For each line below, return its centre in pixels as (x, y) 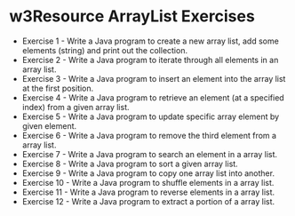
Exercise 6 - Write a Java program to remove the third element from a (149, 135)
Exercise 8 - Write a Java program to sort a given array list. (130, 164)
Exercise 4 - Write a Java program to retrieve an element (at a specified (153, 97)
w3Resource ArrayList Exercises (132, 16)
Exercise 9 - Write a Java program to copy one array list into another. (148, 173)
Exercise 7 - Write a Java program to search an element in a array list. (150, 154)
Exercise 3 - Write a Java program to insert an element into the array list (154, 78)
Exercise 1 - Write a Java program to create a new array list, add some (151, 41)
